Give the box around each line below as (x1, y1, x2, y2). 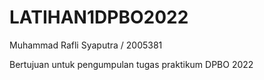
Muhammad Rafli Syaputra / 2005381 (9, 39, 163, 51)
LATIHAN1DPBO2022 (9, 6, 189, 29)
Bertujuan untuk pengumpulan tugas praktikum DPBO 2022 (9, 58, 254, 70)
